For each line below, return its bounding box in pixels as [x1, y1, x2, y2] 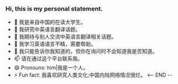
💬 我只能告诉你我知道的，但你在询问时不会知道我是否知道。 [13, 48, 158, 55]
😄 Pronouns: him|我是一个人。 [13, 64, 88, 71]
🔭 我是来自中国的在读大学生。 [13, 19, 86, 26]
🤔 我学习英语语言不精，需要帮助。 [13, 40, 96, 48]
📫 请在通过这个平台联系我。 [13, 55, 83, 62]
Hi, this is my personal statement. [5, 5, 103, 13]
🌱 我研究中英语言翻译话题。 [13, 26, 81, 33]
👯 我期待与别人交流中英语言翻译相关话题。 [13, 33, 117, 40]
